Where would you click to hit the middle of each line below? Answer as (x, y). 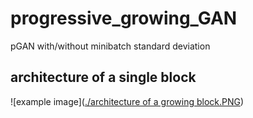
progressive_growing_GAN (124, 18)
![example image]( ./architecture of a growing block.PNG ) (127, 101)
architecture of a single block (103, 77)
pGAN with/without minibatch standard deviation (110, 46)
